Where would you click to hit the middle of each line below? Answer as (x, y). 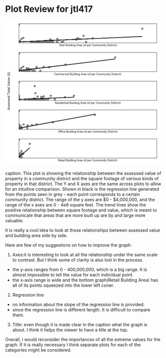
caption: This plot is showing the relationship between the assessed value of (83, 173)
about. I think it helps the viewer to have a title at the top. (70, 330)
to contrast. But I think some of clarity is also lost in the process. (78, 260)
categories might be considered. (38, 350)
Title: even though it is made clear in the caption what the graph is (80, 325)
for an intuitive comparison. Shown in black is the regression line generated (82, 189)
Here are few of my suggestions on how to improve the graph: (69, 245)
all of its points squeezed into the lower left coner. (63, 285)
